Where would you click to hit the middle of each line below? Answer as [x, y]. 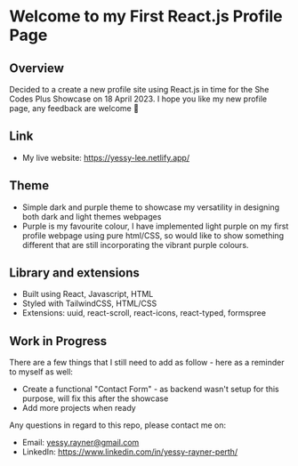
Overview [37, 68]
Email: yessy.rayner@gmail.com [81, 443]
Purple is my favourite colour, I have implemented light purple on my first [155, 226]
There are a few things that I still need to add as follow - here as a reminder [147, 363]
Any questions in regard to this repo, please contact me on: [118, 425]
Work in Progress [58, 341]
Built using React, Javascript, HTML [88, 294]
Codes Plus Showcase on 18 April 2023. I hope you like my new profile [138, 99]
